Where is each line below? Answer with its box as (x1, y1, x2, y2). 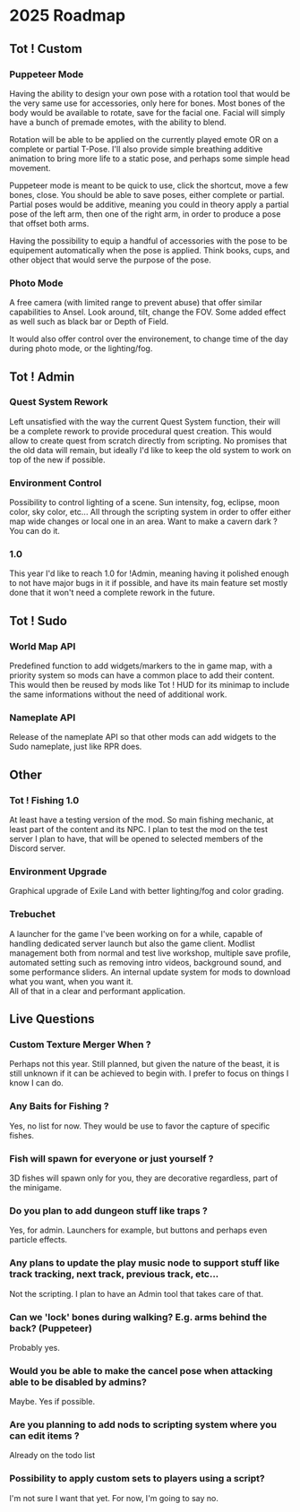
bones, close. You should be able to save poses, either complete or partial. (9, 189, 285, 200)
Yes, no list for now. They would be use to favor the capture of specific (9, 1121, 270, 1131)
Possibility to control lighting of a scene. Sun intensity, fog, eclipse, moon (9, 497, 280, 508)
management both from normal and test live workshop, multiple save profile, (9, 947, 291, 958)
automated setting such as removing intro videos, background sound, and (9, 957, 282, 967)
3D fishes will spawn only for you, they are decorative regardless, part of (9, 1173, 279, 1183)
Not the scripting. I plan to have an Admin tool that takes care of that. (9, 1288, 264, 1299)
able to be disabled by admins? (9, 1376, 148, 1388)
